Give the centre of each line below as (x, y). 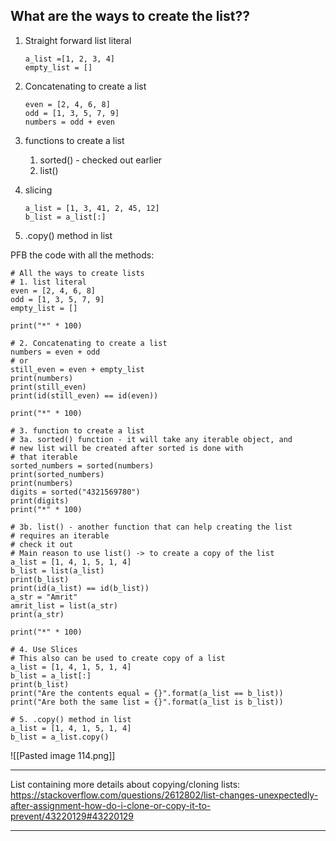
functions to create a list (74, 140)
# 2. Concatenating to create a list (89, 343)
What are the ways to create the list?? (130, 16)
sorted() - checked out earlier (101, 160)
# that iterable (44, 457)
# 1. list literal (48, 282)
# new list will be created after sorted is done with (127, 448)
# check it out (42, 544)
